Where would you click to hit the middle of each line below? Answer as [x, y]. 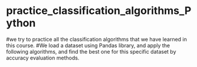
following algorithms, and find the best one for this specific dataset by [91, 51]
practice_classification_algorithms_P [99, 11]
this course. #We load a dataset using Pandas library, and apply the [88, 45]
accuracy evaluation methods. [43, 58]
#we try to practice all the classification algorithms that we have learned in [96, 39]
